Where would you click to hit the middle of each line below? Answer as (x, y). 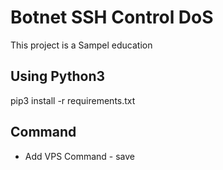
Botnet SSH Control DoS (112, 17)
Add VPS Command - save (80, 156)
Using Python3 (58, 76)
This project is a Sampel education (81, 45)
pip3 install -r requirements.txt (73, 100)
